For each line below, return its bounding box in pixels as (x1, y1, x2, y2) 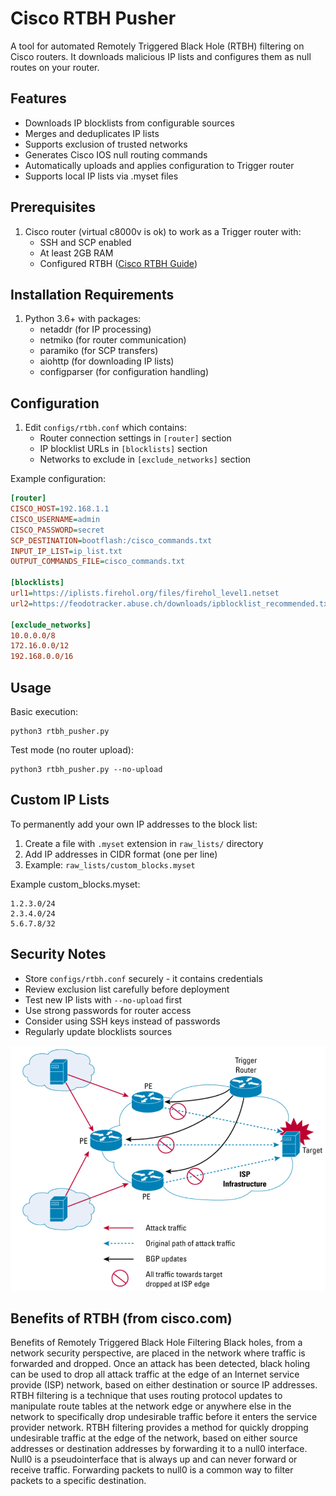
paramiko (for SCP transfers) (39, 345, 159, 357)
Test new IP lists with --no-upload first (24, 993, 183, 1006)
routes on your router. (10, 61, 100, 73)
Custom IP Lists (10, 792, 110, 809)
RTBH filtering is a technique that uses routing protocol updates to (10, 1390, 283, 1402)
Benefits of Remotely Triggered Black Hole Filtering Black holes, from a (10, 1337, 303, 1349)
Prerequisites (10, 199, 96, 216)
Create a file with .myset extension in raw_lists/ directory (24, 837, 264, 849)
